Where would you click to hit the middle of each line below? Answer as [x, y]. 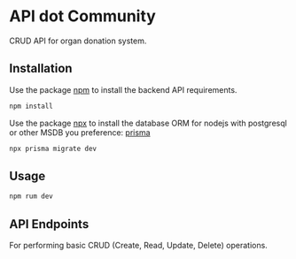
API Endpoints [49, 224]
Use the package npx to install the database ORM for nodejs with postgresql [148, 123]
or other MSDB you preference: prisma [80, 132]
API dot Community [83, 16]
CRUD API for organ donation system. [78, 41]
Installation [41, 69]
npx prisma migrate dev [53, 149]
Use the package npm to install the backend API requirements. [123, 89]
